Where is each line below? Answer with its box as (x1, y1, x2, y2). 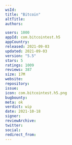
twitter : (5, 123, 23, 128)
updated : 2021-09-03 (5, 48, 48, 54)
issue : (5, 86, 19, 91)
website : (5, 77, 23, 82)
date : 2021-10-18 (5, 109, 41, 114)
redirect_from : (5, 132, 36, 137)
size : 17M (5, 72, 26, 77)
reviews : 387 (5, 67, 32, 72)
